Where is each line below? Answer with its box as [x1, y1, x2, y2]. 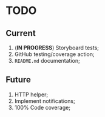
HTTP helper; [14, 91, 49, 98]
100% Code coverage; [14, 104, 71, 111]
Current [5, 28, 36, 38]
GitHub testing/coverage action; [14, 51, 95, 58]
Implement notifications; [14, 97, 75, 104]
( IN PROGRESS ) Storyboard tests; [14, 44, 100, 51]
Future [5, 74, 32, 85]
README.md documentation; [14, 57, 80, 64]
